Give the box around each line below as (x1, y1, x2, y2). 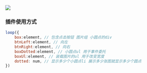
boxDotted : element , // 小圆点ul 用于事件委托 (14, 49, 106, 54)
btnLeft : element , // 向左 (14, 40, 68, 45)
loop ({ (5, 30, 19, 35)
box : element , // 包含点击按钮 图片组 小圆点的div (14, 35, 112, 40)
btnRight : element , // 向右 (14, 44, 70, 50)
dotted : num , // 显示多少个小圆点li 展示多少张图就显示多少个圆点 (14, 59, 142, 64)
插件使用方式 (5, 18, 37, 25)
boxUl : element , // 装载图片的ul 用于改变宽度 (14, 54, 105, 59)
